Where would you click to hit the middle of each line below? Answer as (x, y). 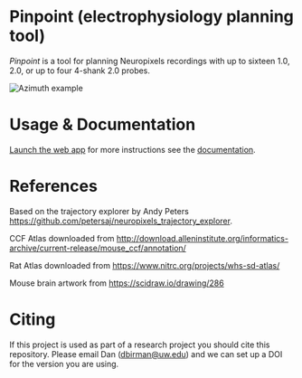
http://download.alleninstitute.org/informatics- (203, 238)
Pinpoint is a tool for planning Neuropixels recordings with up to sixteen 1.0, (150, 61)
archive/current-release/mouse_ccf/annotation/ (98, 248)
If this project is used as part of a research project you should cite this (140, 345)
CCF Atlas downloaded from (62, 238)
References (53, 186)
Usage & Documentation (103, 125)
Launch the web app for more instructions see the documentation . (132, 149)
